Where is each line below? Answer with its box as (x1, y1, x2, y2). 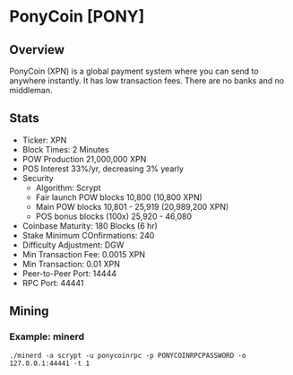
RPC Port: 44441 (22, 277, 84, 288)
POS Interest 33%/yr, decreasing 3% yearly (22, 163, 184, 174)
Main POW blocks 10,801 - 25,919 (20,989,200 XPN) (35, 201, 229, 212)
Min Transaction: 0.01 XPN (22, 258, 121, 269)
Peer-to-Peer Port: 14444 (22, 267, 116, 279)
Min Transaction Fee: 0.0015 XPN (22, 249, 146, 259)
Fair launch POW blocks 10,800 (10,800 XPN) (35, 191, 203, 203)
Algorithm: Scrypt (35, 182, 101, 193)
